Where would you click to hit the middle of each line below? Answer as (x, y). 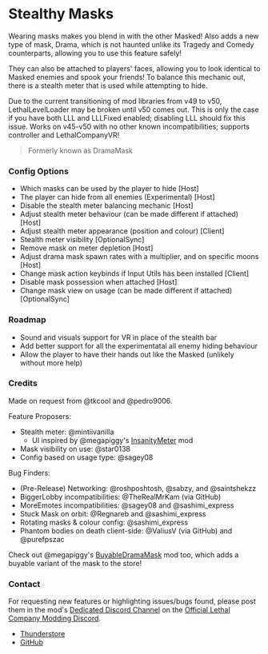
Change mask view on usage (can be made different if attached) (126, 291)
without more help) (51, 363)
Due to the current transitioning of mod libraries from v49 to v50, (115, 101)
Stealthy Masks (61, 14)
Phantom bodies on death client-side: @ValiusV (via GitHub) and (126, 530)
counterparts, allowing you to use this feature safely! (95, 53)
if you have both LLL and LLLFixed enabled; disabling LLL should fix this (127, 118)
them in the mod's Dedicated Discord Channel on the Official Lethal (119, 610)
